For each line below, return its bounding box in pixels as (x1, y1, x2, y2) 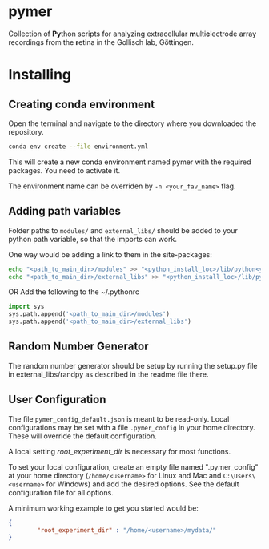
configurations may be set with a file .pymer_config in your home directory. (8, 422, 256, 432)
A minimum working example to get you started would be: (8, 503, 199, 513)
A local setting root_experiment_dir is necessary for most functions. (8, 446, 231, 456)
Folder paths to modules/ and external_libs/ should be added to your (8, 225, 238, 235)
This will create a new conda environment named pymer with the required (8, 157, 251, 167)
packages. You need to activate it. (8, 165, 121, 175)
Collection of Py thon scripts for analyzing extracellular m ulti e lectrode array (8, 29, 257, 38)
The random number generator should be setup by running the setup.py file (8, 361, 258, 370)
